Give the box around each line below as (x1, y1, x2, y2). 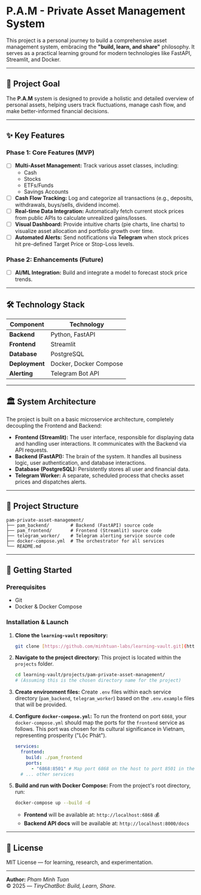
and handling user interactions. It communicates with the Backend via (14, 440, 187, 447)
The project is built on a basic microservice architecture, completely (6, 415, 174, 423)
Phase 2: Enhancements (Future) (6, 255, 103, 264)
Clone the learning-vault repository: (14, 631, 108, 639)
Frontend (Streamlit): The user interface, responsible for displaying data (14, 433, 194, 441)
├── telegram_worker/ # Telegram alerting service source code (6, 533, 175, 539)
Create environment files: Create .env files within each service (14, 688, 172, 696)
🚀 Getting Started (6, 565, 72, 575)
